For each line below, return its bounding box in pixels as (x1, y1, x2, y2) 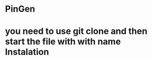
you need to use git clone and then (5, 26, 148, 37)
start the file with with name (5, 36, 121, 47)
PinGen (5, 3, 36, 15)
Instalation (5, 46, 49, 58)
